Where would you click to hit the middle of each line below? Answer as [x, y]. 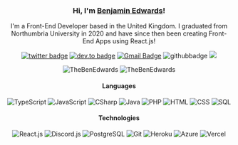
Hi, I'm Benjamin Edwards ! [119, 11]
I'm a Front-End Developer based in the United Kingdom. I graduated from [119, 26]
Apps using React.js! [125, 41]
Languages [119, 86]
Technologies [119, 118]
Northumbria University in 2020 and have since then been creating [109, 33]
